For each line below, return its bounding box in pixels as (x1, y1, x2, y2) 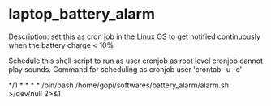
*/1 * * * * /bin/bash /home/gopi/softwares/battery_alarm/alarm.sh (8, 80, 230, 90)
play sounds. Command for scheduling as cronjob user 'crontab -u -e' (8, 64, 243, 74)
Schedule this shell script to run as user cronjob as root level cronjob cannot (8, 56, 264, 66)
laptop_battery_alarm (8, 5, 156, 23)
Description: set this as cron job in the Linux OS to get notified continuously (8, 32, 261, 41)
